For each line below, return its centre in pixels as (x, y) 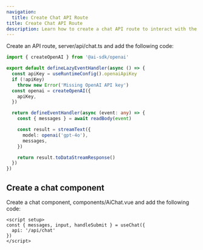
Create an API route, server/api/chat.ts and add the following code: (90, 46)
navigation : (21, 12)
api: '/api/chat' (34, 230)
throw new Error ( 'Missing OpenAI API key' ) (73, 85)
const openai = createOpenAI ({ (51, 91)
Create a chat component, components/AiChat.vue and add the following (98, 202)
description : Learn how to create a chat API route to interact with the (102, 29)
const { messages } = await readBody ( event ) (74, 119)
